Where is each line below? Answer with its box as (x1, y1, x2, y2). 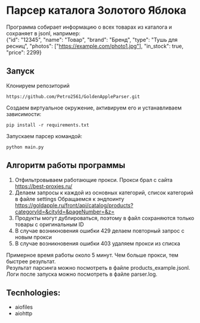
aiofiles (14, 303, 33, 311)
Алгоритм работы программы (6, 160, 125, 170)
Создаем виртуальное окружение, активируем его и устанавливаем (6, 104, 182, 111)
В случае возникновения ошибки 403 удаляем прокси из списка (14, 240, 180, 247)
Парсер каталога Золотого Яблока (6, 4, 187, 17)
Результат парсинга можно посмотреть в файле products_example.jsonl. (6, 264, 190, 271)
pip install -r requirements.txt (6, 122, 90, 128)
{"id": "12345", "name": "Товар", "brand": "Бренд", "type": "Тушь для (6, 36, 178, 43)
